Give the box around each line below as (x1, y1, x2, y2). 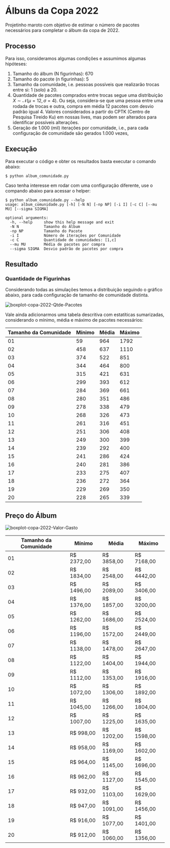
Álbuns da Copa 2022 (5, 5, 99, 17)
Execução (5, 145, 37, 153)
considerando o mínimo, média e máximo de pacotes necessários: (5, 317, 144, 323)
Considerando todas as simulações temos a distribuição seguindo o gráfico (5, 287, 163, 293)
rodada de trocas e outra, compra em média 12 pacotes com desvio (12, 103, 154, 109)
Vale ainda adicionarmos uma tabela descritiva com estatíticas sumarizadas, (5, 312, 164, 318)
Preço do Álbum (5, 511, 57, 520)
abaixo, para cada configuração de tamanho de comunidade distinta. (5, 292, 149, 298)
